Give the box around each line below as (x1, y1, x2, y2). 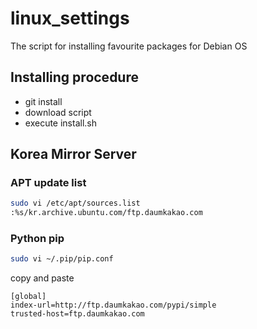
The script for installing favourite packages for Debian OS (10, 40, 248, 52)
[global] (10, 292, 47, 302)
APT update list (10, 176, 87, 190)
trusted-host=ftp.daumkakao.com (10, 309, 145, 319)
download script (24, 106, 92, 118)
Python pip (10, 232, 65, 246)
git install (24, 95, 63, 107)
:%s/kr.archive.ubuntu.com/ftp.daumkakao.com (10, 208, 203, 218)
